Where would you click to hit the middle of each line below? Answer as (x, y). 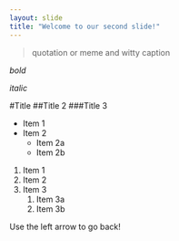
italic (19, 88)
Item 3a (50, 199)
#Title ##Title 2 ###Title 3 (58, 105)
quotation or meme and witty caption (101, 52)
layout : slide (36, 18)
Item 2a (50, 142)
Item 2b (50, 152)
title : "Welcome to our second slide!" (85, 26)
